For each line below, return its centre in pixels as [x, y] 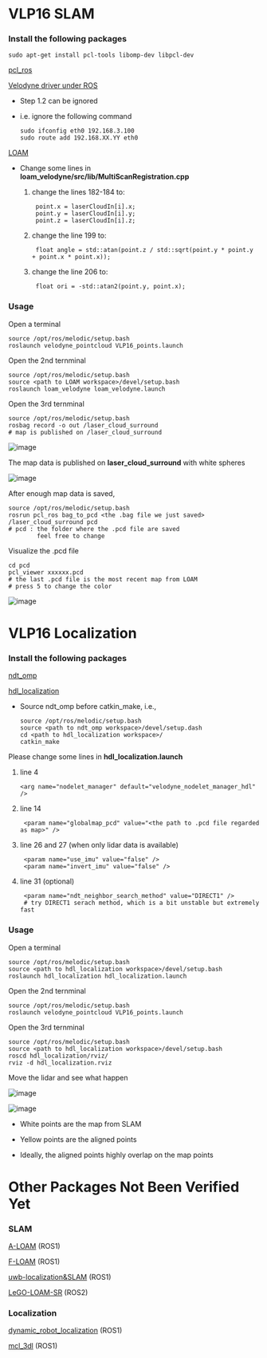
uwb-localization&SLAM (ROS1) [60, 1277]
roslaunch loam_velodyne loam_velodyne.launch [87, 389]
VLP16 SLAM [51, 14]
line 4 [29, 772]
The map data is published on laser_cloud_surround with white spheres [127, 463]
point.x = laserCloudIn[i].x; [86, 207]
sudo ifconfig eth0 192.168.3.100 [77, 131]
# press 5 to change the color [60, 586]
